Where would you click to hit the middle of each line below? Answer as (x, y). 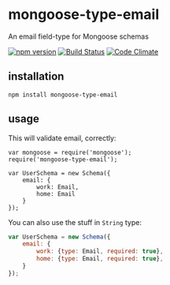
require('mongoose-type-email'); (63, 159)
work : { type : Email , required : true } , (100, 251)
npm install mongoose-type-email (63, 95)
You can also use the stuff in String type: (75, 222)
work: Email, (58, 187)
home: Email (56, 194)
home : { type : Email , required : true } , (100, 259)
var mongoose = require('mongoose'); (70, 152)
